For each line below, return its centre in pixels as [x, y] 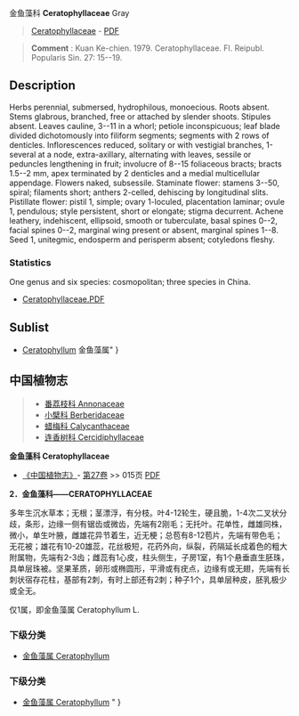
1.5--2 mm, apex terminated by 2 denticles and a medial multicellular [135, 173]
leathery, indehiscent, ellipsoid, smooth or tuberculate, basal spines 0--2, [143, 220]
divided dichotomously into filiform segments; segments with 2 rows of [139, 135]
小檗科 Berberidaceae [84, 415]
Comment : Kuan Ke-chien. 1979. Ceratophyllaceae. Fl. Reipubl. [148, 48]
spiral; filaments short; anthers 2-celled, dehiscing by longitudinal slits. [139, 192]
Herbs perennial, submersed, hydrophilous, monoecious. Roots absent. [139, 107]
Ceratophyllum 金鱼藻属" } [70, 349]
